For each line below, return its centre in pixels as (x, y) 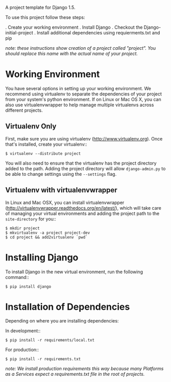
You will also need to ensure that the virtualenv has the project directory (81, 163)
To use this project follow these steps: (45, 17)
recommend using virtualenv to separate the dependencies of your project (84, 94)
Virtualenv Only (31, 126)
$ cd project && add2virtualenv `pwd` (46, 237)
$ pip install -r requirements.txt (43, 359)
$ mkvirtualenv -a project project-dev (48, 233)
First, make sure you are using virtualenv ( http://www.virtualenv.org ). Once (84, 138)
